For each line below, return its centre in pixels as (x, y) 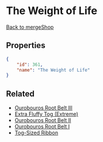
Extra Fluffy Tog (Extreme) (46, 114)
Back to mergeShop (30, 27)
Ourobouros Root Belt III (44, 108)
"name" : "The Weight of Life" (54, 70)
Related (20, 94)
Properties (26, 45)
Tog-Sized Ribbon (36, 133)
